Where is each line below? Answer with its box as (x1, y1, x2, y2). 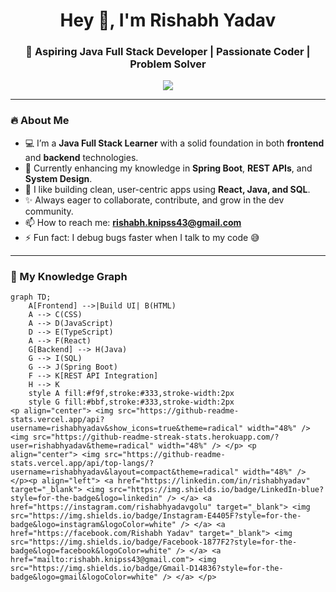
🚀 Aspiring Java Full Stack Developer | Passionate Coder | (25, 45, 311, 59)
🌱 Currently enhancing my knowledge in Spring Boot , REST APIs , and (24, 162, 313, 174)
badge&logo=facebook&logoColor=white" (10, 546, 172, 556)
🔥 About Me (10, 114, 70, 128)
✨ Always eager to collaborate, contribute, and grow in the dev (24, 194, 285, 206)
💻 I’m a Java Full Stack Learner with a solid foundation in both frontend (24, 137, 325, 149)
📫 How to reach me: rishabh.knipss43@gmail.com (24, 216, 242, 228)
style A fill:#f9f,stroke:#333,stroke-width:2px (28, 389, 235, 399)
